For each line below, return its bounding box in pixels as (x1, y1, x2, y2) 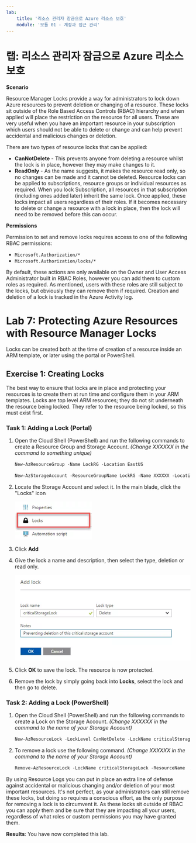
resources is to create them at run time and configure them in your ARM (6, 391, 180, 398)
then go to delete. (14, 684, 57, 691)
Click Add (14, 545, 39, 552)
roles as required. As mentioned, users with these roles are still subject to (6, 281, 183, 288)
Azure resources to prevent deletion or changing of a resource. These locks (6, 101, 189, 108)
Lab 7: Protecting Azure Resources (6, 314, 178, 327)
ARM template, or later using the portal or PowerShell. (6, 352, 136, 359)
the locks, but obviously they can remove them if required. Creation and (6, 287, 180, 295)
